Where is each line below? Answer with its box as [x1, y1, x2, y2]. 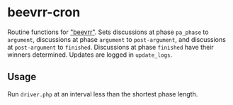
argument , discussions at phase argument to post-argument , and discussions [7, 35, 227, 43]
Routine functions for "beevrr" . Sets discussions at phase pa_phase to [7, 28, 209, 36]
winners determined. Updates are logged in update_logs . [7, 50, 172, 59]
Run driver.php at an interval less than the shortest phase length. [7, 89, 198, 98]
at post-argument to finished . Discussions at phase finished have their [7, 43, 214, 51]
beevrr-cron [7, 4, 81, 21]
